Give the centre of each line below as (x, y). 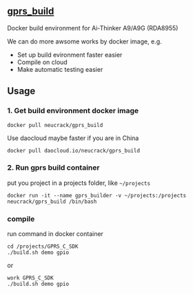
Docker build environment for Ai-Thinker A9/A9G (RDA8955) (93, 28)
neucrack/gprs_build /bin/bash (52, 202)
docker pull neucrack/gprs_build (55, 125)
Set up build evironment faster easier (70, 55)
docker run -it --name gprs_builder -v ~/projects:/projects (97, 195)
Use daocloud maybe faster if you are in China (73, 138)
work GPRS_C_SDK (30, 278)
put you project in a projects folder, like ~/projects (79, 183)
